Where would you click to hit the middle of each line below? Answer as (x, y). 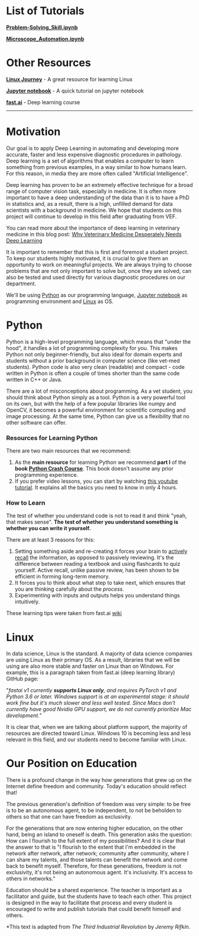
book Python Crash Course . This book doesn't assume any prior (94, 469)
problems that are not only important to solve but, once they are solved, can (99, 270)
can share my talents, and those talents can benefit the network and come (97, 860)
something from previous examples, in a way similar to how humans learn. (97, 167)
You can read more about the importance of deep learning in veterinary (93, 228)
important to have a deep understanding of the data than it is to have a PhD (98, 198)
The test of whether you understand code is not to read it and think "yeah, (97, 516)
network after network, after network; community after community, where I (97, 854)
